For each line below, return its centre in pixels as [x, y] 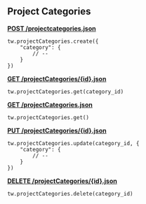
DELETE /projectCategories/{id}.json [62, 181]
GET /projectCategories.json [50, 104]
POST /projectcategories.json [52, 28]
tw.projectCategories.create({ [53, 41]
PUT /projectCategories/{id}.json [57, 130]
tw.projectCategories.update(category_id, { [73, 143]
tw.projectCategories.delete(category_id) [70, 193]
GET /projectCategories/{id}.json [57, 79]
